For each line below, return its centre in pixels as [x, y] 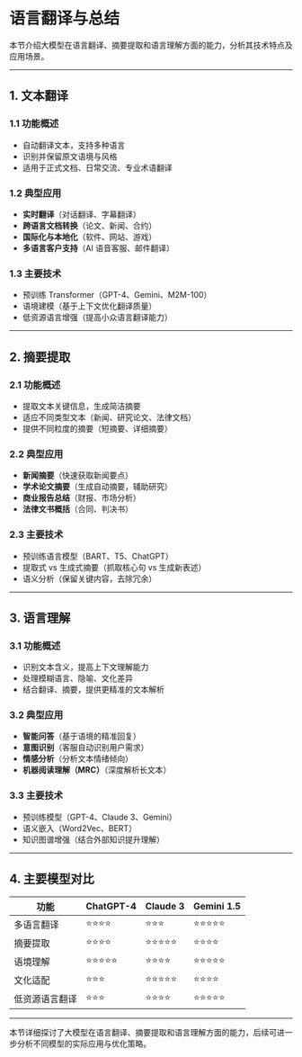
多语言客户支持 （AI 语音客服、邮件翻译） [98, 247]
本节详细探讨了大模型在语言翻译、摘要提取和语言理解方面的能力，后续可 [143, 1032]
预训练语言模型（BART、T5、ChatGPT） [98, 556]
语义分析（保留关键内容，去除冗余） [89, 578]
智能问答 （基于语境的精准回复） [81, 736]
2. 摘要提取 [40, 357]
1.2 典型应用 [36, 193]
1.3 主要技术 [36, 273]
